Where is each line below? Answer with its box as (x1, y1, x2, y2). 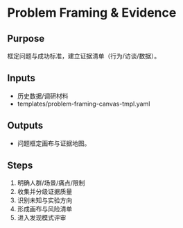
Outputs (7, 120, 44, 131)
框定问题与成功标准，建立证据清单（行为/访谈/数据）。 (7, 52, 161, 60)
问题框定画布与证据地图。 (17, 139, 91, 147)
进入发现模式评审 (17, 213, 67, 222)
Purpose (7, 33, 45, 44)
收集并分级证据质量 (17, 188, 73, 196)
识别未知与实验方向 (17, 196, 73, 204)
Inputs (7, 72, 36, 84)
